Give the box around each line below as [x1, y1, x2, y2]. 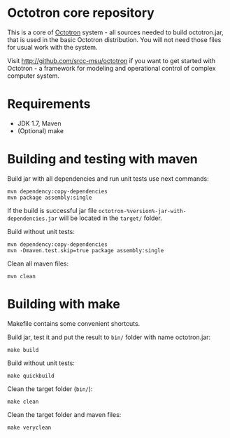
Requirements [7, 96, 91, 112]
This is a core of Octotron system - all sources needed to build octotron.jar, [7, 28, 224, 36]
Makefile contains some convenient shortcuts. [7, 319, 141, 327]
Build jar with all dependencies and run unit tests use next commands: [7, 174, 210, 183]
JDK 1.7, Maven [17, 119, 62, 128]
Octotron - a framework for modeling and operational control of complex [7, 64, 216, 72]
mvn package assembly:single [7, 194, 92, 201]
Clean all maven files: [7, 259, 69, 268]
